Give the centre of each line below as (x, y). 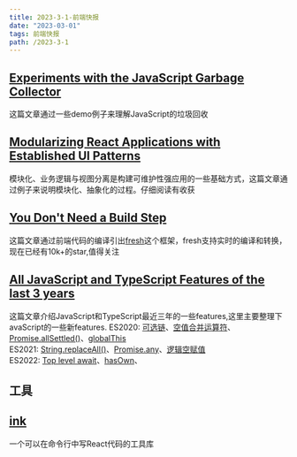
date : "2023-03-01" (45, 26)
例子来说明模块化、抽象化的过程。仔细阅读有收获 (106, 189)
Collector (35, 91)
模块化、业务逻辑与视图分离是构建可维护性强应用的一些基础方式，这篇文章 (145, 179)
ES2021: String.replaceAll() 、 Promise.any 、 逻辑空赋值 (107, 349)
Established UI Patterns (75, 156)
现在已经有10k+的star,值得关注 (65, 251)
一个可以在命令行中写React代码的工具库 (82, 444)
